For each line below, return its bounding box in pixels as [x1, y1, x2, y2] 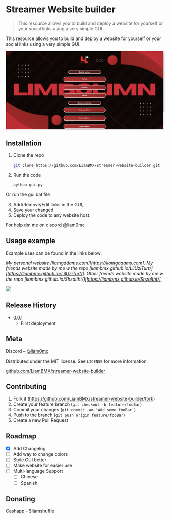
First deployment [20, 320, 56, 326]
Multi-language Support [13, 468, 63, 474]
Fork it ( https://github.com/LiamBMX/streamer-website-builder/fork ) [13, 396, 155, 402]
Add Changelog [13, 446, 46, 452]
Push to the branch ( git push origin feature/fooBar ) [13, 412, 125, 418]
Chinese [20, 474, 38, 480]
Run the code [13, 172, 41, 178]
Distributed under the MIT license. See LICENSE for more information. [6, 358, 148, 364]
